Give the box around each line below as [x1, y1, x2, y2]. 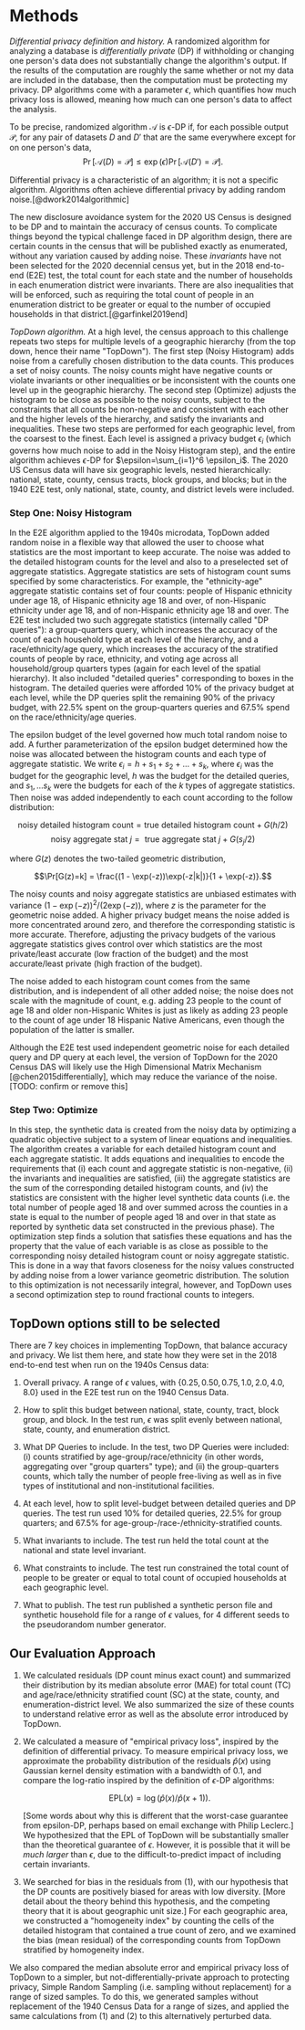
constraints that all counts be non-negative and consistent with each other [9, 404, 289, 415]
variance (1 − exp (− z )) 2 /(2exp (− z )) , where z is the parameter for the [9, 899, 267, 911]
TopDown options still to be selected [9, 1316, 220, 1331]
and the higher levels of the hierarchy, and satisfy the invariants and [9, 413, 264, 425]
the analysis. [9, 103, 57, 114]
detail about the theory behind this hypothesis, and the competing [22, 1896, 270, 1907]
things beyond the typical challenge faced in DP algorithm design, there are [9, 230, 293, 242]
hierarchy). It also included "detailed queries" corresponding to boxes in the [9, 673, 294, 684]
